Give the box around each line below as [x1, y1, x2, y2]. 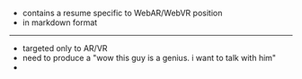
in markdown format [22, 17, 98, 28]
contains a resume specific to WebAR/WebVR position [22, 8, 223, 18]
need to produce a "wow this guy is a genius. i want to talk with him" [22, 53, 277, 63]
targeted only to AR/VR [22, 43, 108, 53]
